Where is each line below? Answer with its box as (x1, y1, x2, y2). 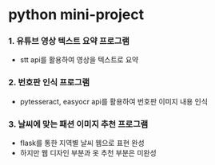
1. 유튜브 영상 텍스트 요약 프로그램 (8, 36, 130, 47)
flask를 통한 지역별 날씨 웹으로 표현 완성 (19, 138, 145, 148)
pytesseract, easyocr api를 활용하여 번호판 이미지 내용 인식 (19, 96, 208, 106)
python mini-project (8, 6, 145, 24)
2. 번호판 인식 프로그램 (8, 77, 90, 88)
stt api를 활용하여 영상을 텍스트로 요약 (19, 55, 139, 65)
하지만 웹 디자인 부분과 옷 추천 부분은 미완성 (19, 148, 157, 158)
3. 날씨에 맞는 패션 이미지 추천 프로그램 (8, 118, 149, 129)
